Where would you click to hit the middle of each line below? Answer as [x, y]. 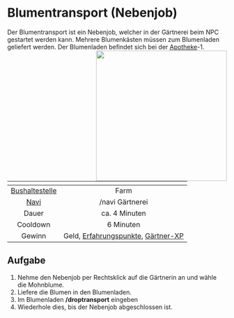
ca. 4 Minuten [123, 213]
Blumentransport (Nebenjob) [92, 13]
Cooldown [34, 224]
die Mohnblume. [41, 285]
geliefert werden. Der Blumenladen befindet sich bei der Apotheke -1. [106, 47]
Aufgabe [26, 261]
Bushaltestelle [34, 191]
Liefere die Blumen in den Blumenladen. [75, 292]
